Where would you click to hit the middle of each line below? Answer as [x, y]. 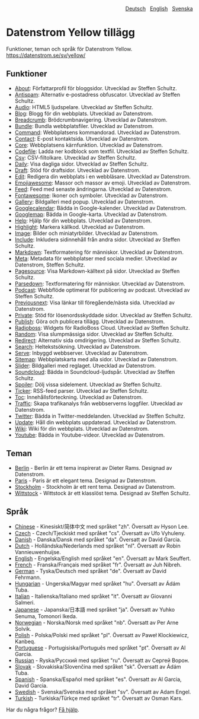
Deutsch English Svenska [159, 9]
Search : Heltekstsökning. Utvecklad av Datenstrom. [78, 346]
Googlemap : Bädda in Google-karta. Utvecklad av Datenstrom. [91, 214]
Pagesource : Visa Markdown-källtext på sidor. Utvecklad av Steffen [97, 271]
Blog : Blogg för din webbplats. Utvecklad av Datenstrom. [84, 113]
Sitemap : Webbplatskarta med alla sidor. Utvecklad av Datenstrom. [96, 359]
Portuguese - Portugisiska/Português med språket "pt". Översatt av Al [100, 648]
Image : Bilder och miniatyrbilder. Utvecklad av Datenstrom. [86, 233]
